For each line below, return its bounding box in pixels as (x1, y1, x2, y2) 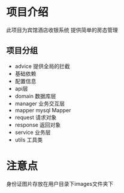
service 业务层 (14, 128, 51, 136)
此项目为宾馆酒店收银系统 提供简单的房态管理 (6, 26, 118, 33)
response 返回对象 (14, 121, 61, 128)
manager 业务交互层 (14, 100, 65, 107)
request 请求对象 (14, 114, 57, 121)
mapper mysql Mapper (14, 106, 71, 114)
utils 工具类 (14, 136, 43, 143)
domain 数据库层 (14, 92, 56, 99)
